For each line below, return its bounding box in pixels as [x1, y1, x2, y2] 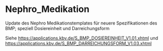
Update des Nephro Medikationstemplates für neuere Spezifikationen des [5, 20, 157, 26]
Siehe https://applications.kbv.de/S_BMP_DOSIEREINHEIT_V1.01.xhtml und [5, 35, 158, 41]
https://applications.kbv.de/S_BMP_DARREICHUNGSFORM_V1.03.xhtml [5, 40, 152, 46]
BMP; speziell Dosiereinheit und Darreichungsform [5, 25, 110, 31]
